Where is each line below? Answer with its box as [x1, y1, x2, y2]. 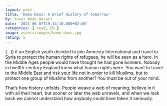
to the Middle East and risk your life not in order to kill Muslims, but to [5, 70, 148, 76]
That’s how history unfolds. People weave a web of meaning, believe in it [5, 85, 155, 91]
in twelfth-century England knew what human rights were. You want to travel [5, 64, 163, 70]
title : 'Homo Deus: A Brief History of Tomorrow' [5, 12, 111, 17]
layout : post [5, 7, 32, 12]
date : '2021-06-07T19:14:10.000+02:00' [5, 21, 88, 26]
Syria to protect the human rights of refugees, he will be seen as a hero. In [5, 54, 158, 60]
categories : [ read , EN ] [5, 26, 59, 31]
